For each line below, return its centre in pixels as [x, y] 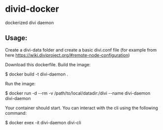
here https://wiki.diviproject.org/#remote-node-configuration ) [68, 55]
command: [16, 113]
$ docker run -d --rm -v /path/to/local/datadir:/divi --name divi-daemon [78, 93]
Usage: [16, 38]
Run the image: [20, 83]
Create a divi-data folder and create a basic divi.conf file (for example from [81, 50]
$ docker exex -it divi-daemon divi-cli [43, 122]
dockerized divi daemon [29, 23]
